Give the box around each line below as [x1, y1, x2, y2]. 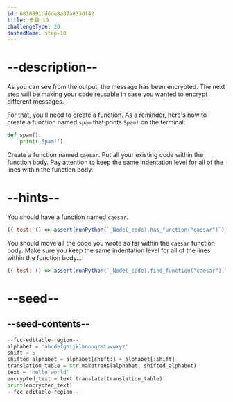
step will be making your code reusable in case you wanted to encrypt [7, 90, 208, 98]
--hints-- [7, 190, 60, 206]
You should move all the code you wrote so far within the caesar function [7, 239, 215, 247]
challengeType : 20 [7, 23, 60, 30]
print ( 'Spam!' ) [19, 138, 64, 145]
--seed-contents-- [7, 318, 90, 330]
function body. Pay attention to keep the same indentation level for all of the [7, 158, 224, 166]
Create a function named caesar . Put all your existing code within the [7, 150, 204, 159]
